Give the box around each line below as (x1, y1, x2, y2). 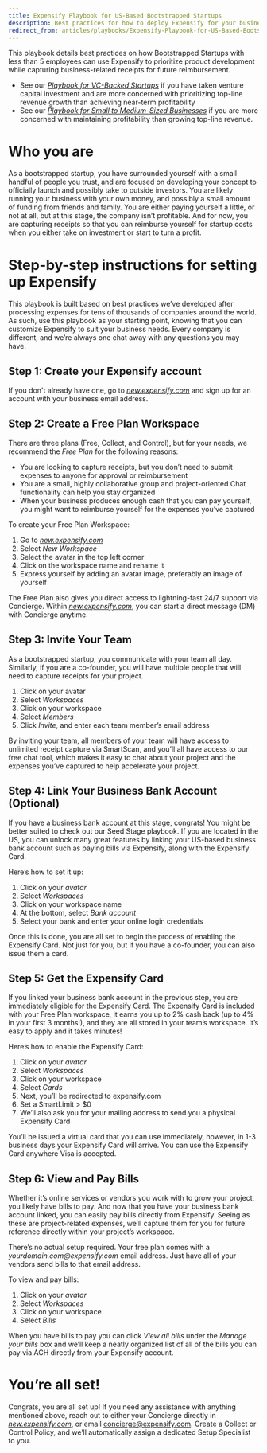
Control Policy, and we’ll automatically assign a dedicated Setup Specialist (8, 1428, 251, 1437)
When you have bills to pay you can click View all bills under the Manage (8, 1331, 247, 1341)
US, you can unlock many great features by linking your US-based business (8, 834, 257, 844)
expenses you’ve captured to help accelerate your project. (8, 761, 200, 771)
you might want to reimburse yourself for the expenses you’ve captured (19, 504, 255, 514)
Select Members (19, 712, 74, 721)
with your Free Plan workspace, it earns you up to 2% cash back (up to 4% (8, 1010, 254, 1019)
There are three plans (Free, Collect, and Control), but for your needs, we (8, 438, 248, 447)
